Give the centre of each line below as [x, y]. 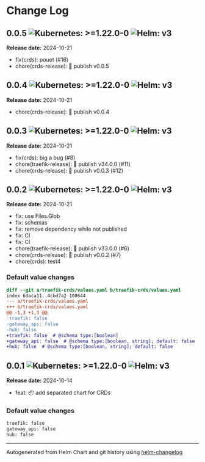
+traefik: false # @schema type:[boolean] [63, 335]
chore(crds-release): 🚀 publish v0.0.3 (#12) [69, 170]
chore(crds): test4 [38, 262]
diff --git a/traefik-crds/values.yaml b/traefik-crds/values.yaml [94, 290]
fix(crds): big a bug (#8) [45, 157]
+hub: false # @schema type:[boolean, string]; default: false [90, 347]
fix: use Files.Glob [38, 216]
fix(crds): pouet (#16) [42, 60]
